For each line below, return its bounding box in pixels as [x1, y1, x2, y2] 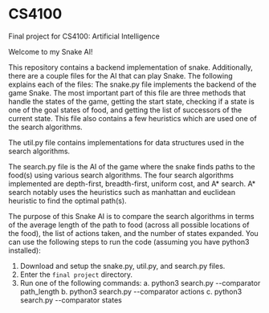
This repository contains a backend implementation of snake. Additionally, [8, 62, 253, 72]
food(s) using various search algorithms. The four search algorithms [8, 170, 234, 180]
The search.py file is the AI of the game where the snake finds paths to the [8, 161, 255, 171]
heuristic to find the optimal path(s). [8, 196, 127, 205]
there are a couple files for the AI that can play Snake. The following [8, 71, 233, 80]
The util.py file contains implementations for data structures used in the [8, 137, 245, 147]
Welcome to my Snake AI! [8, 47, 94, 56]
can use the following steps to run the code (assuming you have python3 [8, 237, 250, 246]
